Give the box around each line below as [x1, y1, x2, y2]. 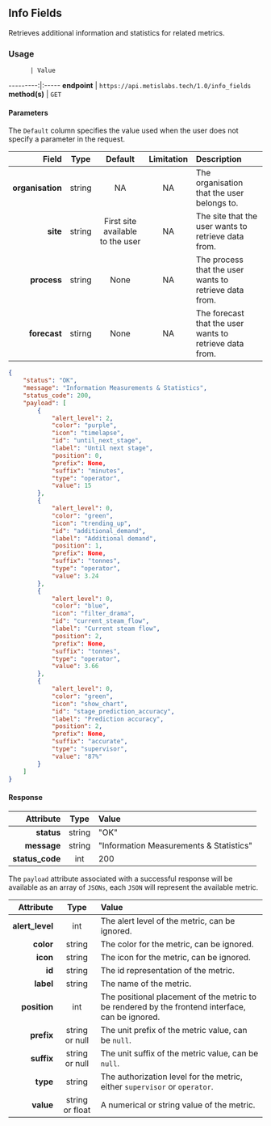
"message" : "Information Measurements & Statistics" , [23, 384, 207, 392]
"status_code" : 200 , [23, 392, 92, 400]
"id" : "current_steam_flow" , [51, 617, 150, 625]
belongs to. [196, 197, 239, 209]
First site [103, 216, 137, 227]
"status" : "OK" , [23, 376, 78, 385]
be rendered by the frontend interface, [100, 1001, 246, 1012]
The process [196, 254, 244, 265]
